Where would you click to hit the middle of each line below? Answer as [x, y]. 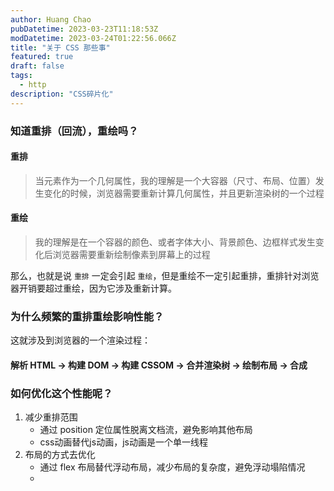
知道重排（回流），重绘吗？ [74, 131]
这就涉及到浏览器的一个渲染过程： [80, 340]
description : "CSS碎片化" [62, 94]
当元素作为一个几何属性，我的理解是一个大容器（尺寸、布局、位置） [175, 180]
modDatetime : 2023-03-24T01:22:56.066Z [93, 38]
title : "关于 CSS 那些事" [60, 47]
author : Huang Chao [51, 19]
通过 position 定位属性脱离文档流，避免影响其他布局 [146, 430]
